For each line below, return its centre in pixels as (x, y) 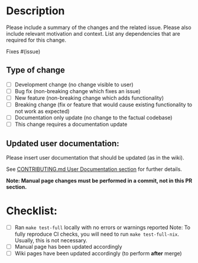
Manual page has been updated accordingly (68, 246)
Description (35, 11)
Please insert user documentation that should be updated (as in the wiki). (95, 157)
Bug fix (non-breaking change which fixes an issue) (77, 91)
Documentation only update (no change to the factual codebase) (93, 118)
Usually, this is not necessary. (51, 240)
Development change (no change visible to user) (74, 84)
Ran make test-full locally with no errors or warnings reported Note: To (103, 227)
